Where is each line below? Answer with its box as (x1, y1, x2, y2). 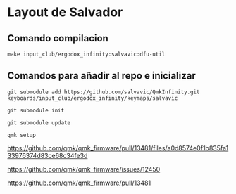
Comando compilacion (7, 32, 109, 44)
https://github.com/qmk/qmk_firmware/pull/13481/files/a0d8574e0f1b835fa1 (7, 143, 229, 152)
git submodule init (7, 107, 65, 114)
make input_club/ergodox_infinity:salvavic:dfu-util (7, 51, 166, 58)
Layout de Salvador (7, 4, 123, 20)
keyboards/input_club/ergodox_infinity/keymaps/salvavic (7, 94, 178, 102)
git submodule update (7, 119, 71, 127)
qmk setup (7, 131, 37, 138)
